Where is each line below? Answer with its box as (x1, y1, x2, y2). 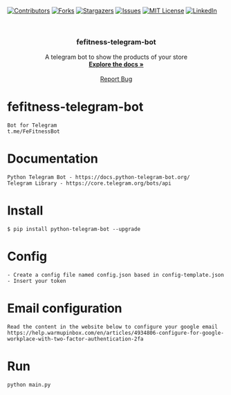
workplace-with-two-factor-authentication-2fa (7, 336, 144, 342)
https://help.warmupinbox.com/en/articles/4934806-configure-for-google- (7, 329, 225, 336)
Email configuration (7, 301, 122, 316)
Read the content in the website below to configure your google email (7, 323, 218, 330)
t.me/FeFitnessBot (7, 128, 60, 135)
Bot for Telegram (7, 122, 57, 129)
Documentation (7, 151, 99, 167)
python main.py (7, 381, 51, 388)
